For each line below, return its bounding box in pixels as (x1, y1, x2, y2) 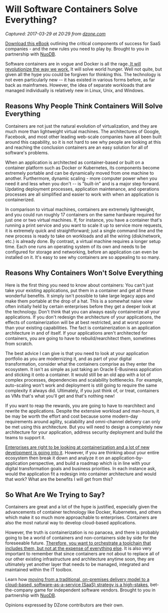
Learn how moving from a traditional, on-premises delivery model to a (5, 576, 149, 582)
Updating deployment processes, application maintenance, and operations (5, 186, 159, 192)
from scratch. (5, 341, 34, 347)
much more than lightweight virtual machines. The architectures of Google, (5, 128, 160, 134)
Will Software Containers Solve (5, 4, 138, 15)
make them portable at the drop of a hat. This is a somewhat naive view (5, 298, 153, 304)
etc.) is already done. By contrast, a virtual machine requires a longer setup (5, 238, 161, 244)
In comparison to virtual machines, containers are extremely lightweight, (5, 206, 154, 212)
